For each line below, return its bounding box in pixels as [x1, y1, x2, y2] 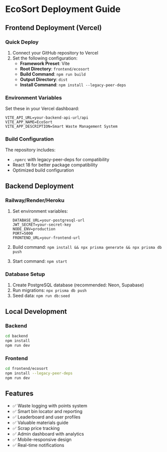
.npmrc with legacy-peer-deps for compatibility [12, 157, 109, 163]
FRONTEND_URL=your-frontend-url [12, 235, 80, 241]
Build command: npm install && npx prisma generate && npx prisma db [12, 244, 162, 250]
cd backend [5, 334, 28, 339]
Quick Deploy [5, 39, 39, 46]
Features [5, 389, 34, 398]
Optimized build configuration [12, 167, 74, 173]
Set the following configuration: [12, 55, 78, 61]
